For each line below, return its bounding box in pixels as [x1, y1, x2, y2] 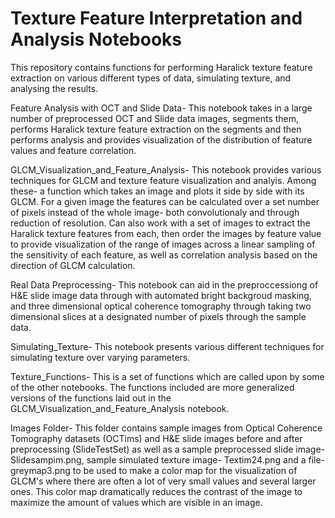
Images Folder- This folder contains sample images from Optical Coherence [10, 422, 323, 434]
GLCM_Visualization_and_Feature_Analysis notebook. [10, 402, 230, 414]
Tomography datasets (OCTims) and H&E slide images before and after [10, 432, 303, 444]
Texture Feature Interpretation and [10, 7, 303, 30]
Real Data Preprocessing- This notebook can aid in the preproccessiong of [10, 278, 319, 291]
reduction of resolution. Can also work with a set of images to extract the [10, 217, 311, 229]
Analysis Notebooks [10, 28, 182, 51]
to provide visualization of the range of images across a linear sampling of [10, 238, 316, 250]
